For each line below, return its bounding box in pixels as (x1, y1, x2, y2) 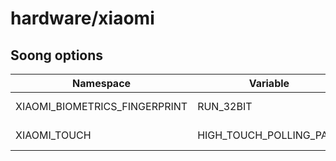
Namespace (72, 77, 132, 90)
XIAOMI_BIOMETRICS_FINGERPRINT (15, 100, 188, 113)
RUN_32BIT (197, 100, 253, 113)
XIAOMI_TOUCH (15, 128, 92, 142)
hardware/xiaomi (10, 7, 155, 30)
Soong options (10, 47, 104, 64)
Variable (248, 77, 290, 90)
